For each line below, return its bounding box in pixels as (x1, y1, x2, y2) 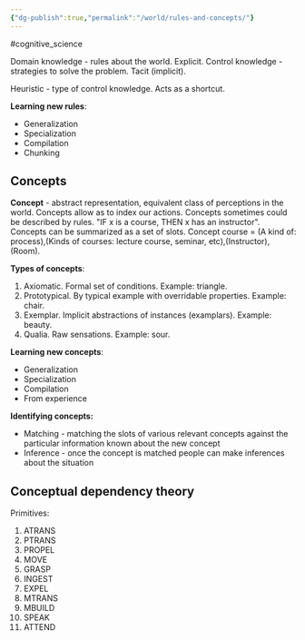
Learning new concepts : (10, 347, 103, 358)
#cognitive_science (10, 38, 83, 49)
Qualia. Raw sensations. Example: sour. (23, 329, 171, 340)
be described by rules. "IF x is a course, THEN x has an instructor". (10, 217, 261, 228)
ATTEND (23, 622, 56, 633)
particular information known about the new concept (23, 438, 221, 449)
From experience (23, 393, 87, 404)
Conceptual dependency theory (10, 483, 194, 499)
